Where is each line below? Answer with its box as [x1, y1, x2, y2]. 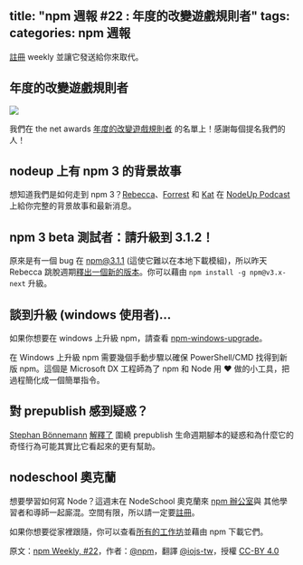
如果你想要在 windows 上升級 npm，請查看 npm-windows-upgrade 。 [9, 333, 268, 344]
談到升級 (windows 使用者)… [9, 307, 172, 322]
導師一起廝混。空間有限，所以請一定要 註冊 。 [33, 506, 200, 518]
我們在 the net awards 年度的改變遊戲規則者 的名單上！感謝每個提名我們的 [9, 123, 286, 134]
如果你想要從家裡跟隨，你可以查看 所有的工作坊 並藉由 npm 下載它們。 [9, 526, 269, 537]
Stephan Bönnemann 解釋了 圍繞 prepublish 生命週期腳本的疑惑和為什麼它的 [9, 429, 294, 440]
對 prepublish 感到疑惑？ [9, 404, 149, 419]
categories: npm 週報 [9, 25, 131, 41]
